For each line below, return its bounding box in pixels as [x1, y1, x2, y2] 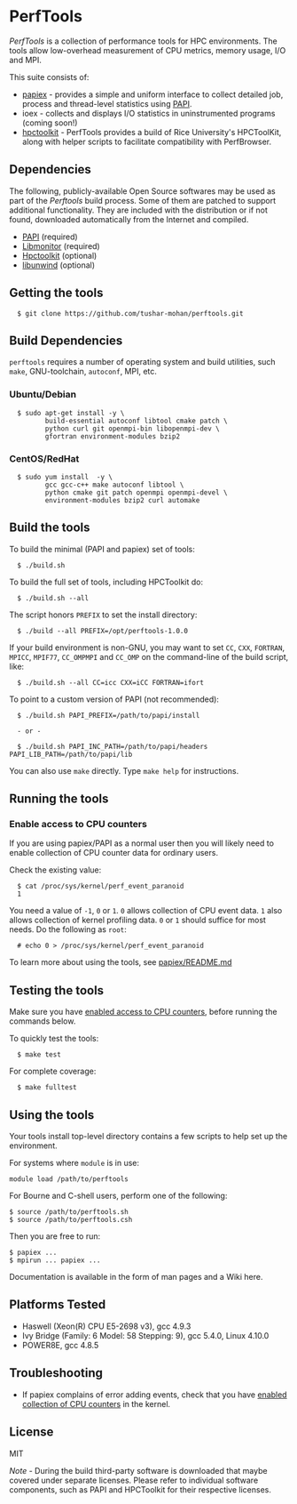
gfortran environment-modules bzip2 [44, 431, 180, 441]
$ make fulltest [17, 1083, 77, 1092]
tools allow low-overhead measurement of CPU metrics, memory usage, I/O [9, 44, 286, 55]
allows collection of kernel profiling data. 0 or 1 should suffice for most [9, 914, 266, 926]
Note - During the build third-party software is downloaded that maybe [9, 1465, 268, 1476]
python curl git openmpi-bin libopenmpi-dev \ [44, 424, 220, 433]
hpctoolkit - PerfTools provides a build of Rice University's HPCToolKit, [21, 126, 282, 137]
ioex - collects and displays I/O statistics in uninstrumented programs [21, 108, 276, 118]
